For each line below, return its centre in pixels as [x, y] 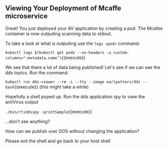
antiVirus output [22, 102]
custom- [121, 52]
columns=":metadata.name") [33, 58]
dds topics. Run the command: [37, 72]
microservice [26, 16]
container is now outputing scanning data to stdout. [59, 33]
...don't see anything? [28, 121]
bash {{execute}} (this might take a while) [47, 87]
